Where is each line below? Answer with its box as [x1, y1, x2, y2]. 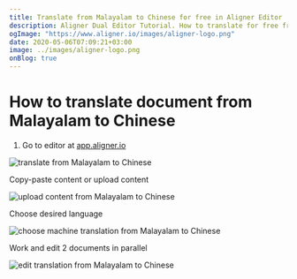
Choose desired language [9, 208, 103, 219]
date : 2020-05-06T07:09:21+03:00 [9, 37, 133, 47]
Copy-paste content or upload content [9, 174, 149, 185]
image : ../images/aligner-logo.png [9, 46, 141, 55]
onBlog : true [9, 54, 57, 63]
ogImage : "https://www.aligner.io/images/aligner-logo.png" [9, 29, 236, 38]
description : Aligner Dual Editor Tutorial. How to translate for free [9, 21, 278, 30]
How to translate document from [9, 92, 253, 112]
